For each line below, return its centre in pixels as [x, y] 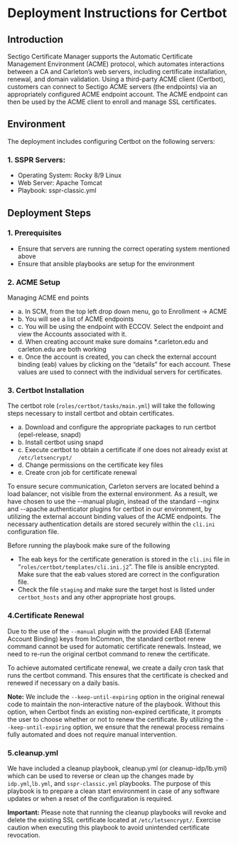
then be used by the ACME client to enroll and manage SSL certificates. [112, 102]
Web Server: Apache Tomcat [60, 183]
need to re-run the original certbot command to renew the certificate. [109, 654]
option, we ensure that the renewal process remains [149, 727]
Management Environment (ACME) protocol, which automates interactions [116, 64]
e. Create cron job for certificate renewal [77, 473]
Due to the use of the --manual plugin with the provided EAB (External [109, 631]
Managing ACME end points [48, 298]
